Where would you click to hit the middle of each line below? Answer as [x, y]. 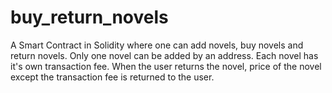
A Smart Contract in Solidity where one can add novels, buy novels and [157, 45]
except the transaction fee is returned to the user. [112, 77]
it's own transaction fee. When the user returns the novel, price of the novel [166, 66]
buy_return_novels [89, 17]
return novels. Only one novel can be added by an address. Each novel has [164, 55]
